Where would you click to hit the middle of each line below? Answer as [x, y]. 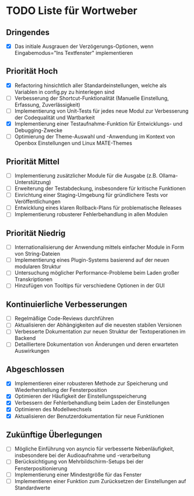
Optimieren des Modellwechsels [53, 410]
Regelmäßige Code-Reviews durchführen [64, 318]
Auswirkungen [32, 351]
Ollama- [168, 176]
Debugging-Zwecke [38, 130]
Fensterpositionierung [41, 468]
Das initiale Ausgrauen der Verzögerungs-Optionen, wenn [84, 46]
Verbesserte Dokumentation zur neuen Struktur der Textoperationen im [100, 332]
